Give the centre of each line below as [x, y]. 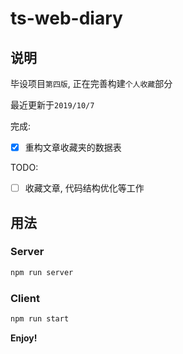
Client [25, 298]
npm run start [40, 318]
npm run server [42, 272]
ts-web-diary [66, 18]
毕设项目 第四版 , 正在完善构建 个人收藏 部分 [91, 83]
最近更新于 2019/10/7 [52, 105]
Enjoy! [24, 338]
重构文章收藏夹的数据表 [73, 147]
